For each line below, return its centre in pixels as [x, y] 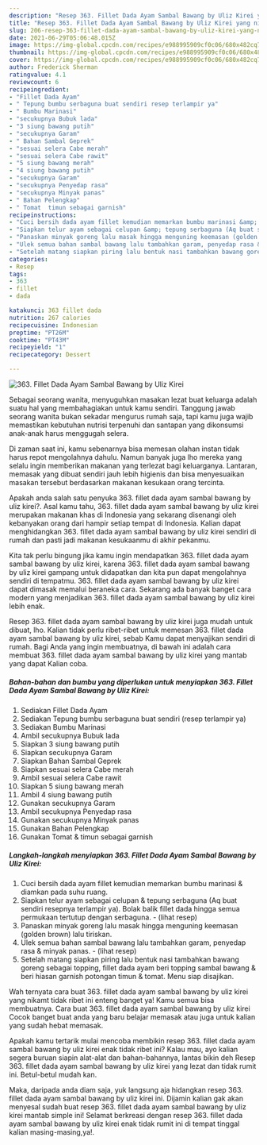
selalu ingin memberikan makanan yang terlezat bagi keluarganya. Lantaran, [133, 466]
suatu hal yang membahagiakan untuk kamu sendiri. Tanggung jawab [122, 408]
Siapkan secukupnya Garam [67, 752]
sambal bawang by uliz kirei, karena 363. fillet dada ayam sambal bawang [130, 564]
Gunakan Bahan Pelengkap [65, 828]
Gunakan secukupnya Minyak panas [80, 819]
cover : [20, 60]
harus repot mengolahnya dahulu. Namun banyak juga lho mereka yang [126, 457]
